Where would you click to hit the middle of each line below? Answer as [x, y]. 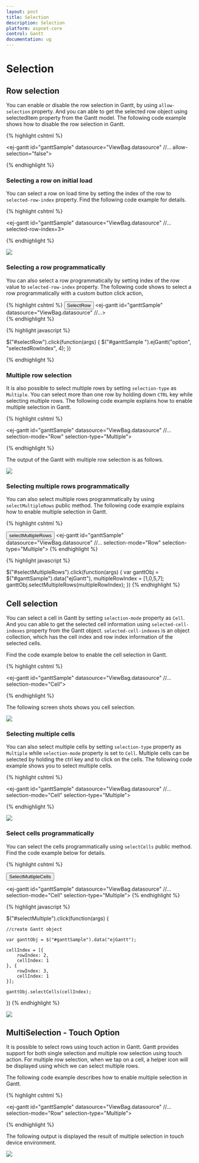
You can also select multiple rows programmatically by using [80, 499]
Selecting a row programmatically [56, 268]
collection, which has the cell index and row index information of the [90, 637]
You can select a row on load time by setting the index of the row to [89, 194]
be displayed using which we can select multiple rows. [73, 1066]
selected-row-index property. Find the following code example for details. [96, 200]
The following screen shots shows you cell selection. [71, 707]
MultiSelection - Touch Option [63, 1032]
